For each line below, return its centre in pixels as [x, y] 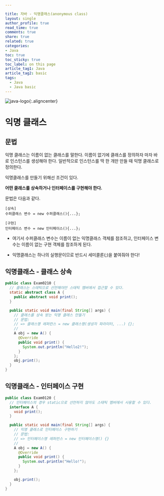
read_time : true [22, 28]
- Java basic [23, 87]
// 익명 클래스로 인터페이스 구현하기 [46, 430]
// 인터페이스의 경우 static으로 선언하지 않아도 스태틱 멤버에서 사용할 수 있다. [81, 402]
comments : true [21, 32]
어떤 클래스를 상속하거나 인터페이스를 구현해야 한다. [54, 188]
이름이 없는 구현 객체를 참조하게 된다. [57, 244]
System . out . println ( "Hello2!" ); [56, 347]
